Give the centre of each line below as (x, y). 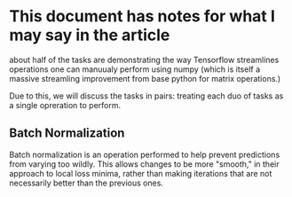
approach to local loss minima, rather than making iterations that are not (141, 173)
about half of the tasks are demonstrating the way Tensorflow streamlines (144, 59)
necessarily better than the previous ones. (87, 183)
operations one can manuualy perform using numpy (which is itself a (135, 69)
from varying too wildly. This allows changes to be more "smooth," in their (144, 164)
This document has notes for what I (142, 16)
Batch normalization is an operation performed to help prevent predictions (145, 154)
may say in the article (90, 35)
